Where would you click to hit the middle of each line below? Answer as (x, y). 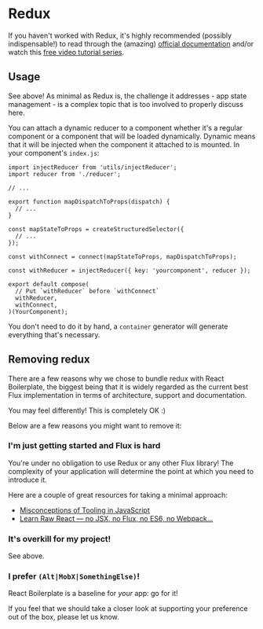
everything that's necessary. (54, 334)
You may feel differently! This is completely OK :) (87, 410)
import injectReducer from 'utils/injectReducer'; (93, 167)
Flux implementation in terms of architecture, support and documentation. (128, 395)
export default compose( (49, 284)
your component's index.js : (54, 153)
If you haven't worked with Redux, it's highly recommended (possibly (120, 35)
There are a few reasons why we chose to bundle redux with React (116, 378)
